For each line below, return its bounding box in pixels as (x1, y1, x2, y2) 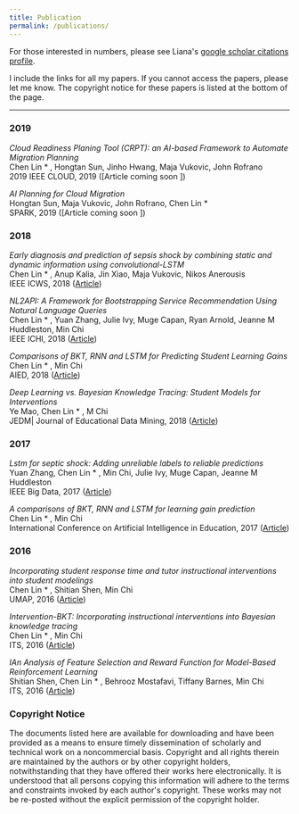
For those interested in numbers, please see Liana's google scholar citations (9, 46, 289, 56)
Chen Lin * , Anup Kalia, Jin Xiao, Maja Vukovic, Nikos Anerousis (9, 269, 246, 279)
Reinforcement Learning (9, 666, 98, 677)
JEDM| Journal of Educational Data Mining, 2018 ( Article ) (9, 416, 219, 427)
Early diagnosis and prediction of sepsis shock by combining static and (9, 250, 272, 261)
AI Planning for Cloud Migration (9, 188, 125, 199)
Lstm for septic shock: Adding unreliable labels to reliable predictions (9, 458, 264, 469)
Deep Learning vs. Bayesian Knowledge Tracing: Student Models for (9, 387, 261, 398)
